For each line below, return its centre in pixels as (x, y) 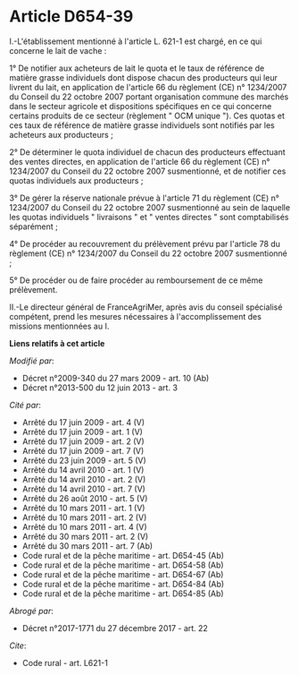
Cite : (18, 645)
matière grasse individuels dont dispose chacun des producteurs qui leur (144, 77)
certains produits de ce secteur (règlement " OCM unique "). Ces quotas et (147, 115)
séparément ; (33, 226)
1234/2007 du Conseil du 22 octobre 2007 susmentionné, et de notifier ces (148, 171)
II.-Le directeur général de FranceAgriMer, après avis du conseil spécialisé (146, 307)
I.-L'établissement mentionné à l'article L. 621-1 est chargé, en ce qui (136, 41)
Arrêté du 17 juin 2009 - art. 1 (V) (82, 431)
